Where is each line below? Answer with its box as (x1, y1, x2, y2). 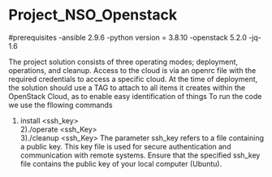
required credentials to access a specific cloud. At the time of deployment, (8, 74, 258, 84)
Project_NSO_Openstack (8, 6, 178, 24)
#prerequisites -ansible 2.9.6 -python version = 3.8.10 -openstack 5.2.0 (8, 32, 248, 42)
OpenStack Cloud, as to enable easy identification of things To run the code (8, 91, 262, 101)
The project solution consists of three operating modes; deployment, (8, 57, 238, 67)
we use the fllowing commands (8, 100, 113, 110)
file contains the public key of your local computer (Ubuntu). (19, 158, 222, 168)
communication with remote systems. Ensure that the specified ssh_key (19, 150, 261, 160)
